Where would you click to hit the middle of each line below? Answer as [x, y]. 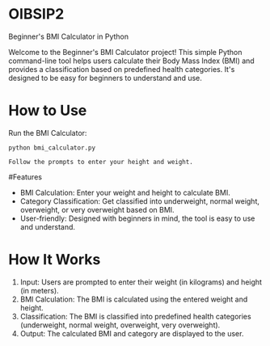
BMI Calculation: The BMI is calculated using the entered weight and [134, 299]
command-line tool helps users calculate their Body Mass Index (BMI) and [131, 61]
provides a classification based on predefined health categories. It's [122, 69]
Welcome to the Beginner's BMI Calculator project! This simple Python [125, 52]
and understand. [47, 226]
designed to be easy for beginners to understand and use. [105, 78]
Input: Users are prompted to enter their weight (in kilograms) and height [141, 282]
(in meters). [39, 290]
